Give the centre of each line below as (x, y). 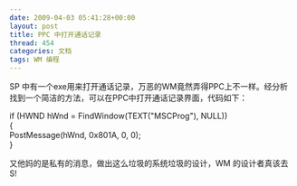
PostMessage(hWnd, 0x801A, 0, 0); (76, 135)
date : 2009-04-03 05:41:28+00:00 (72, 18)
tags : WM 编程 (35, 60)
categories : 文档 (41, 51)
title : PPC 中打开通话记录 (55, 34)
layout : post (34, 26)
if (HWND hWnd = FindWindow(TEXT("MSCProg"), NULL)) (119, 116)
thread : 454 (32, 43)
